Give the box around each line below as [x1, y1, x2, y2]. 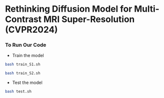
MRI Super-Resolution [43, 14, 135, 25]
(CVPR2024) [5, 24, 58, 35]
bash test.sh [5, 89, 32, 94]
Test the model [12, 79, 43, 86]
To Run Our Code [5, 41, 47, 48]
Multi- [134, 3, 160, 15]
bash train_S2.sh [5, 71, 41, 76]
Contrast [5, 14, 42, 25]
